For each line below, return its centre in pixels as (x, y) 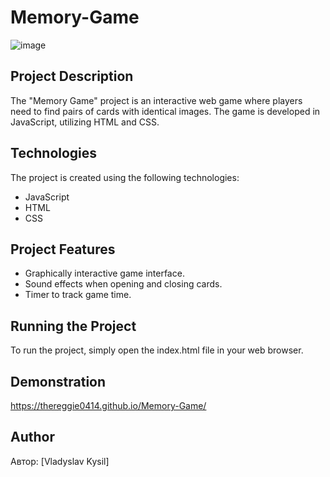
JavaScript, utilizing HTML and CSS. (85, 122)
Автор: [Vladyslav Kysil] (60, 461)
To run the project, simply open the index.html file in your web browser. (157, 350)
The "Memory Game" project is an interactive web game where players (156, 100)
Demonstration (58, 381)
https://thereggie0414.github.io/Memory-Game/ (108, 405)
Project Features (63, 249)
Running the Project (73, 326)
